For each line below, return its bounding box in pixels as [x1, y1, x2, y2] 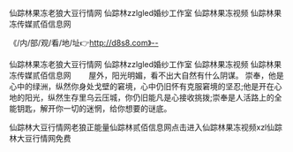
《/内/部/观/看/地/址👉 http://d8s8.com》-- [9, 38, 159, 48]
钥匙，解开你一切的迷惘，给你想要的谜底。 [16, 103, 172, 113]
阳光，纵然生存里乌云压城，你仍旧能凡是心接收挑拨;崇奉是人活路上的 [24, 92, 275, 103]
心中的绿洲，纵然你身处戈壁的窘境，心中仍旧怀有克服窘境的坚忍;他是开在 [9, 81, 275, 91]
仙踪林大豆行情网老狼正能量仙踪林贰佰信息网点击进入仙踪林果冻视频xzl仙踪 [9, 122, 282, 133]
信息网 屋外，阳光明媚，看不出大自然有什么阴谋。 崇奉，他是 [47, 70, 284, 80]
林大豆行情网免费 [9, 133, 71, 143]
